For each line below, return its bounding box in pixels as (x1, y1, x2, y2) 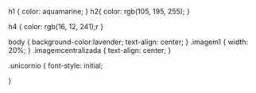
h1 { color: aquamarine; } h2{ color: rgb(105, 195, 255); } (8, 7, 191, 16)
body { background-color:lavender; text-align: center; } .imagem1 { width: (8, 37, 249, 46)
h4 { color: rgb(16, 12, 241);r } (8, 22, 104, 31)
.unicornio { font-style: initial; (8, 61, 103, 70)
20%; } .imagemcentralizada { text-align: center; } (8, 46, 172, 54)
